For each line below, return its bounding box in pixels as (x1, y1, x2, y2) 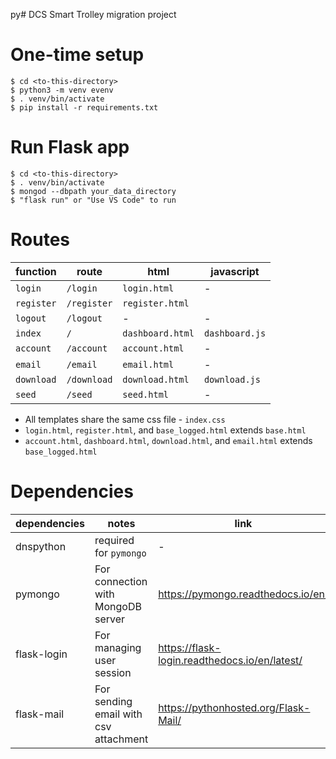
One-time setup (10, 44, 145, 66)
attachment (94, 732, 149, 746)
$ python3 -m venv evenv (10, 85, 114, 95)
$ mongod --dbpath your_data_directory (10, 186, 177, 196)
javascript (210, 264, 260, 278)
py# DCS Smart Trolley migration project (10, 9, 177, 20)
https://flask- (158, 640, 222, 654)
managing (94, 640, 142, 654)
